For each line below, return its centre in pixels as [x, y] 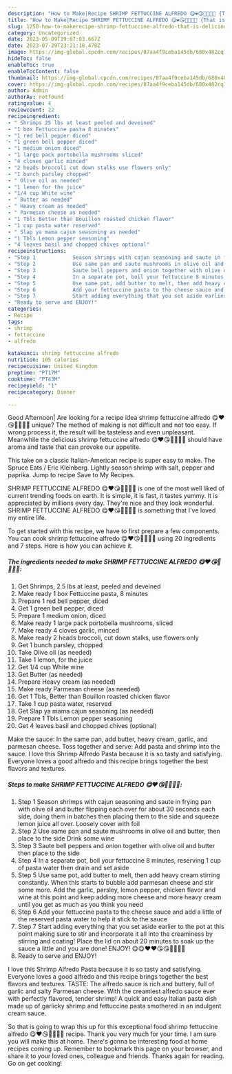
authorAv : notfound [36, 97]
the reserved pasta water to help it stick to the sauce [93, 919]
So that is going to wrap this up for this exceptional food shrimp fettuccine [113, 1027]
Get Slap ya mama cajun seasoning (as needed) [86, 711]
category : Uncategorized [43, 33]
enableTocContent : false [43, 71]
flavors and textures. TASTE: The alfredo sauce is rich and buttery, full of [111, 984]
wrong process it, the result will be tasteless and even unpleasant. [102, 432]
